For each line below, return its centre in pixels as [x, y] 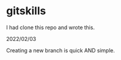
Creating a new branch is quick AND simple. [60, 50]
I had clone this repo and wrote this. [50, 27]
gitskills [26, 11]
